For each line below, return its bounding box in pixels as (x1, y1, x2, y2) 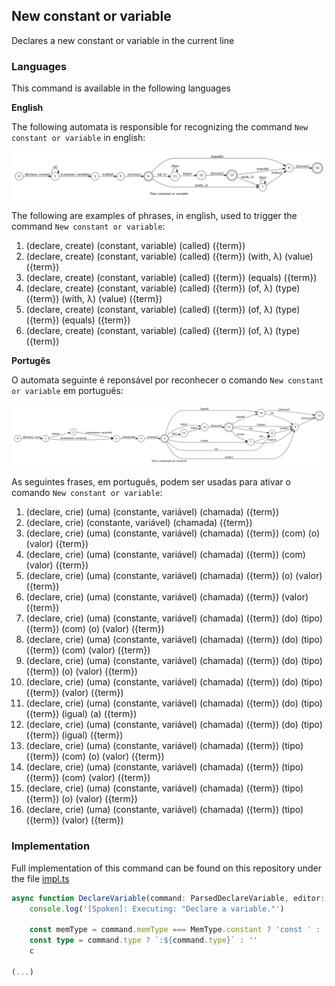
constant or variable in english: (11, 132, 146, 144)
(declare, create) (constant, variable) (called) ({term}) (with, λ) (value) (25, 250, 314, 262)
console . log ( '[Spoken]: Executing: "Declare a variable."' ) (29, 904, 285, 914)
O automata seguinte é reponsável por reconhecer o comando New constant (11, 374, 324, 386)
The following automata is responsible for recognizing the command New (11, 121, 309, 133)
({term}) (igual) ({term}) (25, 729, 124, 741)
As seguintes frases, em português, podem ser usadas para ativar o (11, 476, 291, 488)
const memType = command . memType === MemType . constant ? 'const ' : (29, 925, 321, 935)
